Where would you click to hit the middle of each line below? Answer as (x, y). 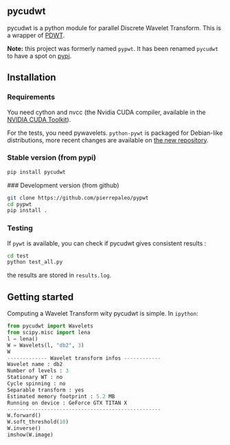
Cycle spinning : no (37, 384)
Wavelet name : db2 (35, 365)
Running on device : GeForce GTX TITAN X (67, 403)
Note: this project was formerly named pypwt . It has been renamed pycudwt (113, 48)
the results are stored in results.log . (59, 275)
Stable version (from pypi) (51, 158)
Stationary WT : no (35, 378)
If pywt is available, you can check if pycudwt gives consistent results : (107, 243)
